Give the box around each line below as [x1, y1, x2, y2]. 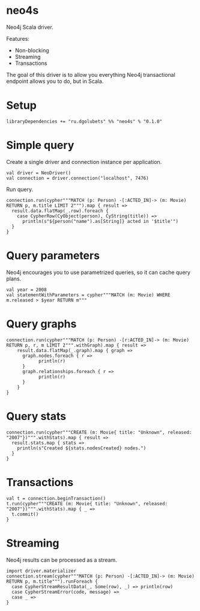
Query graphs [6, 317, 77, 330]
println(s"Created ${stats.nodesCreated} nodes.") [17, 445, 147, 451]
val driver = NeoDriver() [6, 169, 71, 176]
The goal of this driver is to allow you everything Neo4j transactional [6, 71, 175, 78]
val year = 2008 [6, 287, 47, 293]
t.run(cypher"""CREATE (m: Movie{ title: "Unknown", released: [6, 500, 168, 506]
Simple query [6, 139, 74, 152]
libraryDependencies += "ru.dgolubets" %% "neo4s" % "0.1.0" [6, 118, 163, 124]
